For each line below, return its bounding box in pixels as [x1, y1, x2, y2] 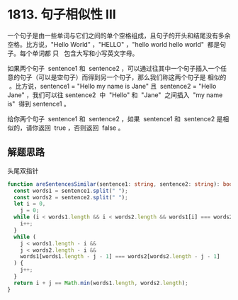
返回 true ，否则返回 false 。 [38, 123, 125, 132]
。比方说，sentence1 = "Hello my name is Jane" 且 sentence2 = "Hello [8, 82, 217, 90]
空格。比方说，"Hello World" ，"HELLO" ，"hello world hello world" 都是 [7, 40, 220, 48]
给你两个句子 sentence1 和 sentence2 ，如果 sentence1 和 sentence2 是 [7, 114, 223, 123]
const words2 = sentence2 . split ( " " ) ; [13, 194, 129, 201]
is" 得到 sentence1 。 [7, 99, 71, 108]
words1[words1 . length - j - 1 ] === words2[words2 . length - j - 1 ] [20, 253, 220, 260]
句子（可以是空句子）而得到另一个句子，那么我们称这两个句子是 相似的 [19, 72, 227, 82]
